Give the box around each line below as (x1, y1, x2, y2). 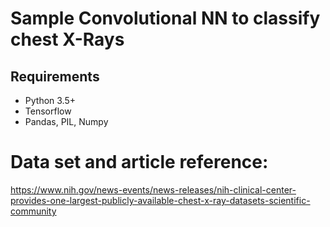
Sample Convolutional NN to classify (10, 7, 321, 30)
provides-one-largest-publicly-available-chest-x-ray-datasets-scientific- (10, 194, 311, 206)
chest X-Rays (10, 28, 125, 51)
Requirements (10, 68, 100, 85)
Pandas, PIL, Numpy (24, 116, 109, 127)
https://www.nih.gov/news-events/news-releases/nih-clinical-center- (10, 183, 297, 196)
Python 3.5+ (24, 95, 77, 106)
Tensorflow (24, 105, 72, 117)
